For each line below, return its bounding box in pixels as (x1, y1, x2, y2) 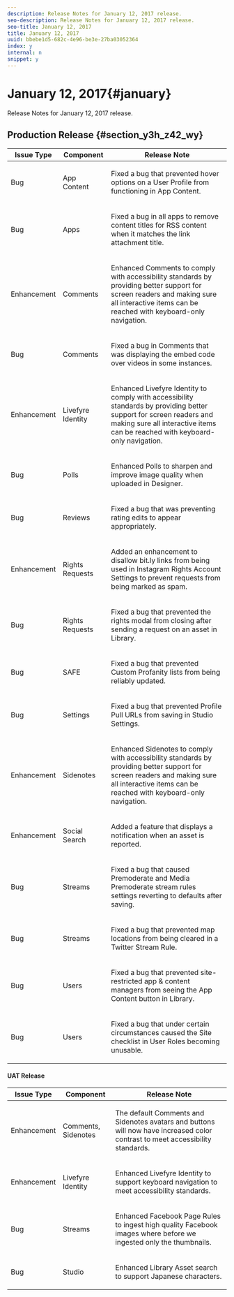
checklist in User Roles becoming (111, 1036, 220, 1046)
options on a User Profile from (111, 177, 210, 187)
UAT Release (7, 1071, 45, 1080)
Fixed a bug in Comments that (111, 340, 209, 350)
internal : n (7, 50, 42, 57)
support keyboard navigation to (114, 1177, 218, 1187)
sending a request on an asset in (111, 624, 217, 634)
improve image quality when (111, 469, 203, 479)
